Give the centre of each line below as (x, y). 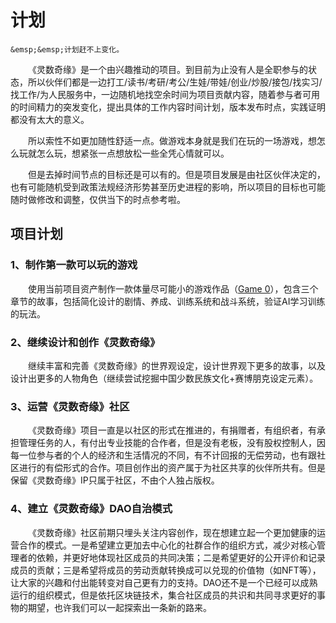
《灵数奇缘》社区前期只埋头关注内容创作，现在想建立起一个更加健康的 (172, 532)
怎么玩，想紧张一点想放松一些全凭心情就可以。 (133, 153)
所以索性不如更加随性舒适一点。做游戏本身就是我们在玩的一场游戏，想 (172, 140)
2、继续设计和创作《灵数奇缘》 (85, 342)
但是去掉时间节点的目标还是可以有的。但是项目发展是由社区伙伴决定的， (177, 174)
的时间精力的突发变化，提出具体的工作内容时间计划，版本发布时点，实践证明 (168, 107)
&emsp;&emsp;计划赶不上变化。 (67, 49)
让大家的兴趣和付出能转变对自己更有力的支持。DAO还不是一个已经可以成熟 (164, 582)
